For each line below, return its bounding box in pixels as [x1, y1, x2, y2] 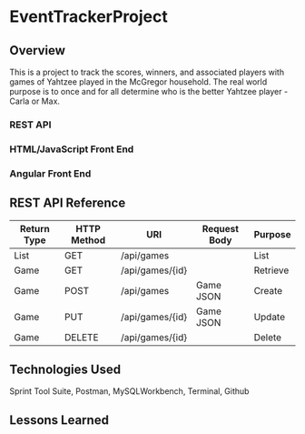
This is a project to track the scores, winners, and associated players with [9, 66, 284, 77]
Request [202, 222, 239, 235]
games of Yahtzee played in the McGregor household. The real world [9, 76, 268, 87]
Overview [9, 43, 66, 58]
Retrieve [253, 264, 290, 277]
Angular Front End [9, 167, 92, 179]
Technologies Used [9, 361, 121, 377]
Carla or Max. [9, 96, 61, 106]
